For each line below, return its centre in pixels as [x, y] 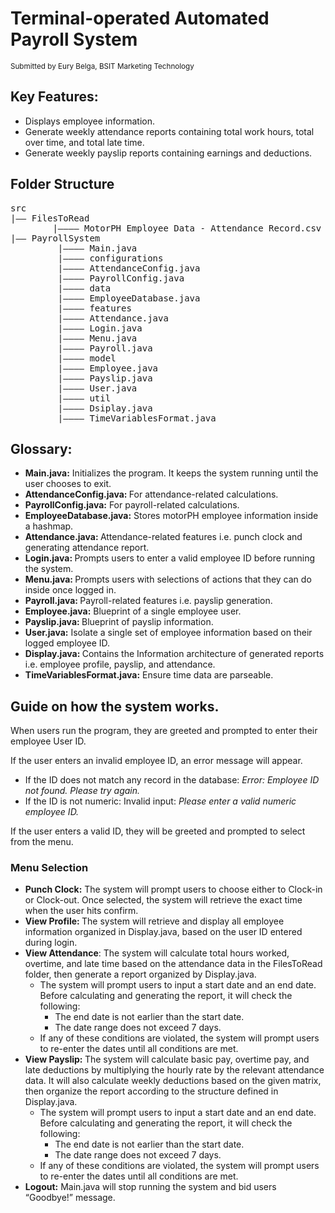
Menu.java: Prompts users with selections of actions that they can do [168, 579]
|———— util [84, 398]
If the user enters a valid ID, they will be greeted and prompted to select [158, 831]
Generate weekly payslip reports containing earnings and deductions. [168, 153]
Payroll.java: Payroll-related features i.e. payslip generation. [148, 601]
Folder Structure [62, 184]
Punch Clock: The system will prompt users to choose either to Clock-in [173, 889]
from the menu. [42, 842]
